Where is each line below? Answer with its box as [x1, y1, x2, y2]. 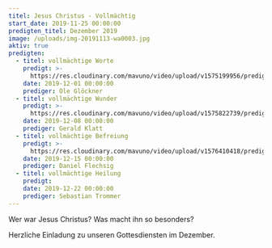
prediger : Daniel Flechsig [23, 162, 114, 170]
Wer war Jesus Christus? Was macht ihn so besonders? [8, 214, 194, 224]
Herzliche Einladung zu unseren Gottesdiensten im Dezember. [8, 229, 215, 239]
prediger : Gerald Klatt [23, 124, 104, 132]
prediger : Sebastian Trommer [23, 191, 121, 200]
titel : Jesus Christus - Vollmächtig [8, 11, 136, 20]
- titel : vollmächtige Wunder [15, 95, 117, 103]
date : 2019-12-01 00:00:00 [23, 79, 114, 87]
